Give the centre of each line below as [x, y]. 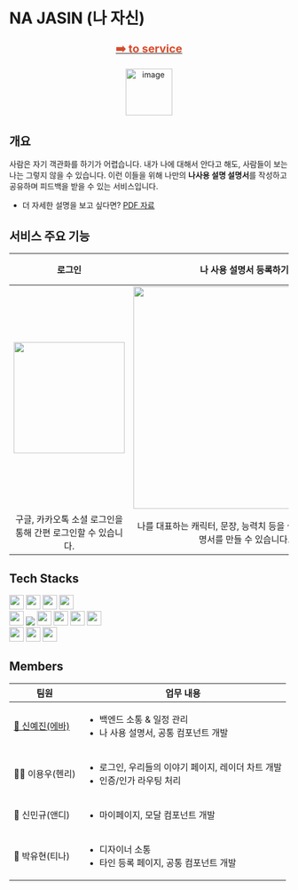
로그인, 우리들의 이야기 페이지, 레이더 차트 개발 [190, 767]
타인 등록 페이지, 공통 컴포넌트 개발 [168, 862]
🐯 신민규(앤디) [42, 814]
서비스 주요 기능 [50, 236]
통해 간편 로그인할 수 [56, 533]
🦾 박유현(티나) [42, 856]
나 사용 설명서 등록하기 [244, 270]
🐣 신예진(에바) [42, 726]
